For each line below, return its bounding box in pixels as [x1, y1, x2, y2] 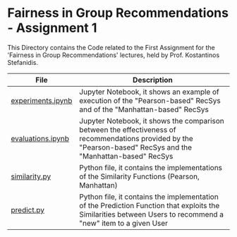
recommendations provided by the [79, 133, 194, 143]
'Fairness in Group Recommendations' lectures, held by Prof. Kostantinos [7, 51, 220, 59]
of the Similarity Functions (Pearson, [79, 171, 200, 181]
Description [133, 75, 173, 85]
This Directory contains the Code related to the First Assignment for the [7, 43, 215, 51]
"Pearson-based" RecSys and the [79, 142, 193, 152]
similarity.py [11, 171, 51, 181]
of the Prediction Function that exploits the [79, 200, 220, 210]
